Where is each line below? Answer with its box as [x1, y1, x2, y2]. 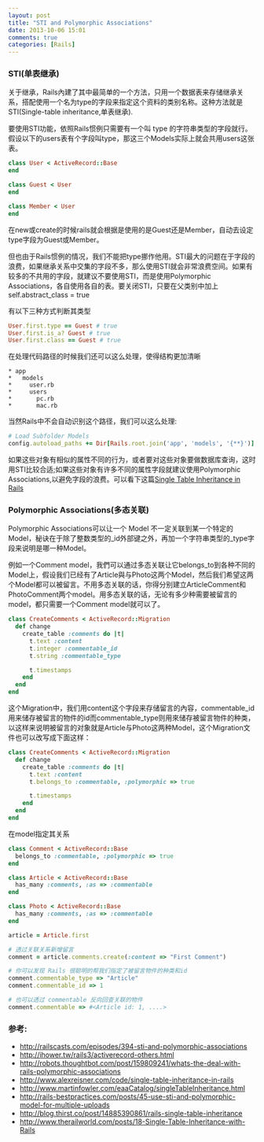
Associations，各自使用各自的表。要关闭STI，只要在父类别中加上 [8, 281, 218, 290]
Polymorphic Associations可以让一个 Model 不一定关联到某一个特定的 [8, 524, 234, 534]
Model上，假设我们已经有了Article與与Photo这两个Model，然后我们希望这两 [8, 570, 254, 579]
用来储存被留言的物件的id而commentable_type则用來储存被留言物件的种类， [8, 713, 255, 723]
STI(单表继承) [8, 68, 60, 79]
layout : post [8, 11, 51, 20]
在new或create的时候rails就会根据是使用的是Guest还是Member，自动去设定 [8, 225, 254, 235]
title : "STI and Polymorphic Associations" [8, 19, 153, 27]
